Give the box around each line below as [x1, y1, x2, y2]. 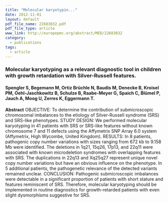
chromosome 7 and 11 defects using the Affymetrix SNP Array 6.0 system [5, 128, 157, 134]
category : [5, 36, 26, 41]
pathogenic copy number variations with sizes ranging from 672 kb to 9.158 [5, 139, 161, 145]
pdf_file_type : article [5, 26, 55, 31]
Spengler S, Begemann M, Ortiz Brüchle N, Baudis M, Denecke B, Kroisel [5, 85, 159, 91]
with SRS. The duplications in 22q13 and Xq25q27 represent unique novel [5, 154, 157, 161]
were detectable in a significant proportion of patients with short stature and [5, 176, 163, 182]
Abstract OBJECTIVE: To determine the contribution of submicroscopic [5, 107, 153, 113]
